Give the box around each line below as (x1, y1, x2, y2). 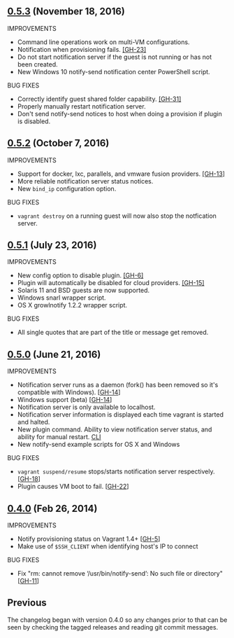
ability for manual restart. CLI (17, 433, 101, 441)
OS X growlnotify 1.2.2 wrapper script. (17, 301, 128, 310)
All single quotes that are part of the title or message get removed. (17, 328, 209, 337)
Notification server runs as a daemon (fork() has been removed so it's (17, 381, 219, 389)
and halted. (17, 418, 50, 427)
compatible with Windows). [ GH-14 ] (17, 388, 121, 396)
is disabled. (17, 117, 51, 125)
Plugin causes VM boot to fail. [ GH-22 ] (17, 483, 129, 491)
